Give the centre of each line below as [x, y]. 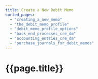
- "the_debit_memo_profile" [40, 24]
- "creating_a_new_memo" [36, 19]
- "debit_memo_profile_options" [44, 29]
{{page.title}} [34, 68]
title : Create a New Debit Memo [39, 10]
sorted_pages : [20, 15]
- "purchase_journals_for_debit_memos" [52, 43]
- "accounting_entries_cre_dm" [43, 39]
